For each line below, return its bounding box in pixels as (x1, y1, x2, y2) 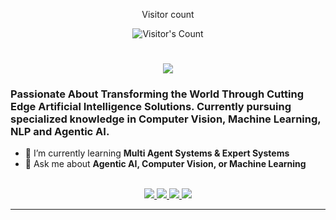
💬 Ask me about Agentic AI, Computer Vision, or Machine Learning (24, 158, 307, 170)
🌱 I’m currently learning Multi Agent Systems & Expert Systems (24, 147, 290, 159)
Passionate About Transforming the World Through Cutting (10, 87, 305, 101)
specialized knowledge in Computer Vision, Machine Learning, (10, 112, 322, 126)
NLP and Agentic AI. (10, 125, 110, 139)
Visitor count (141, 9, 195, 20)
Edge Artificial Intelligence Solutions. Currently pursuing (10, 100, 292, 114)
